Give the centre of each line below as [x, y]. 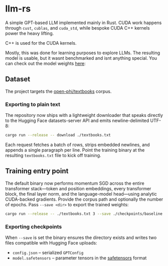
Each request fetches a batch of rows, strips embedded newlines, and [77, 145]
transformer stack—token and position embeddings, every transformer [78, 188]
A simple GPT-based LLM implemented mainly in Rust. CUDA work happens [83, 23]
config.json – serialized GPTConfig [48, 252]
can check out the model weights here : [46, 63]
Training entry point [37, 171]
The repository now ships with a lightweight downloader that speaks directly [84, 115]
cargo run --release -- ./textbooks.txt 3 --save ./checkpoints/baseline [84, 214]
